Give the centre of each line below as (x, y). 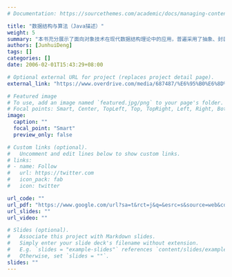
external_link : (29, 84)
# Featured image (32, 96)
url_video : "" (28, 218)
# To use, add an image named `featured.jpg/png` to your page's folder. (116, 102)
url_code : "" (26, 198)
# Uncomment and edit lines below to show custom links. (94, 154)
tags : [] (20, 52)
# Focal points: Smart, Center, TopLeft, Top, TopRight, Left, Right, (111, 109)
